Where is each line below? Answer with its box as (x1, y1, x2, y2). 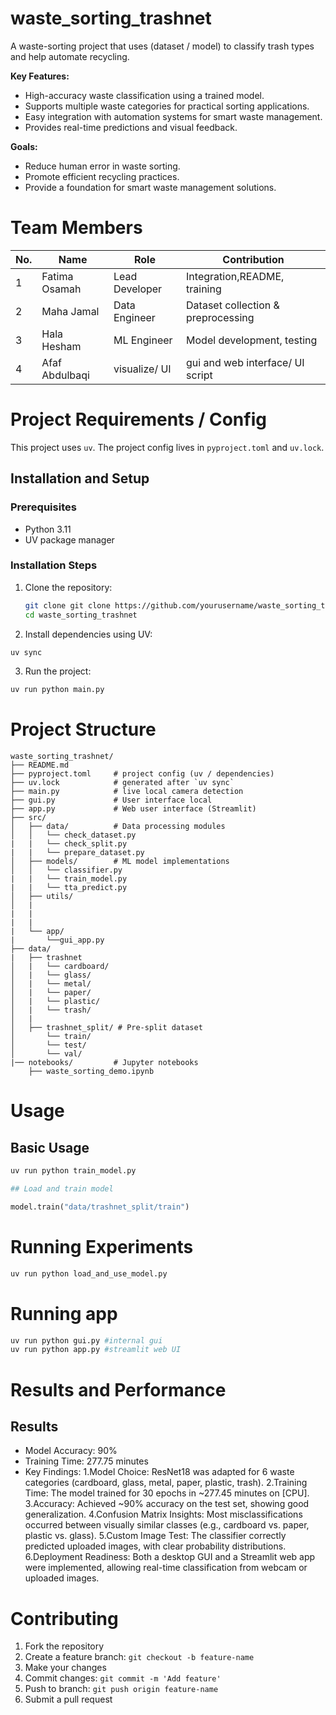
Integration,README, (186, 269, 285, 283)
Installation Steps (10, 558, 98, 572)
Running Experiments (10, 1236, 194, 1259)
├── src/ (10, 813, 47, 823)
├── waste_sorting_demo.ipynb (28, 1067, 155, 1077)
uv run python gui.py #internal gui (10, 1335, 163, 1346)
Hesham (41, 339, 82, 353)
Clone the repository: (24, 581, 113, 593)
